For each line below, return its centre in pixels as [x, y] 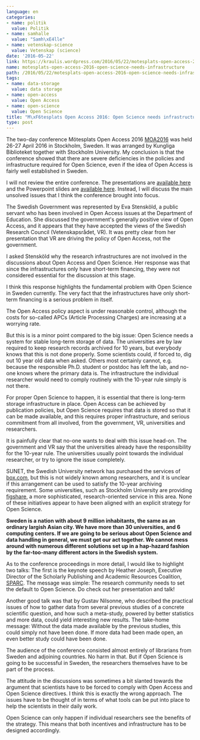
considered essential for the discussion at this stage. [71, 275]
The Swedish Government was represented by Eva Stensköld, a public [92, 207]
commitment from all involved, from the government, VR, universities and [96, 423]
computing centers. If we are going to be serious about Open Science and [99, 533]
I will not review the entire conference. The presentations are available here [99, 183]
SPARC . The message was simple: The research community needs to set [96, 583]
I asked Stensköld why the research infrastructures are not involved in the [97, 256]
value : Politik [30, 28]
